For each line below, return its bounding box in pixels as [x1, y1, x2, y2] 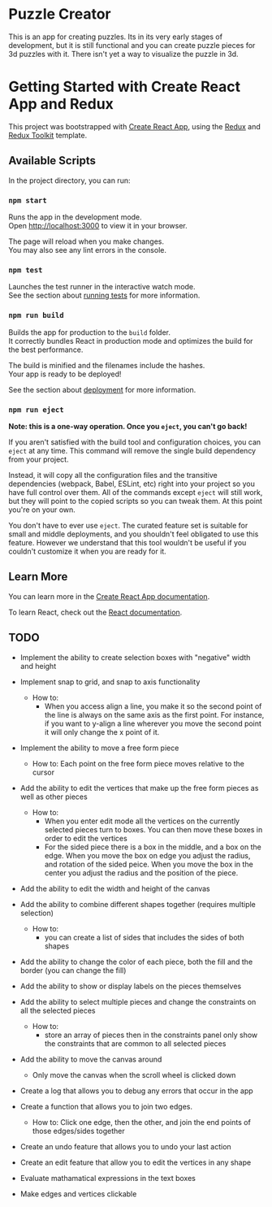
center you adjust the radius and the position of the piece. [44, 867, 239, 878]
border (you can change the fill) [19, 965, 127, 975]
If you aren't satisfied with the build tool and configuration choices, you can [8, 436, 261, 447]
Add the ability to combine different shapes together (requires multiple [19, 899, 256, 909]
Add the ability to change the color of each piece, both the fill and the [19, 957, 253, 966]
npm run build [8, 310, 64, 320]
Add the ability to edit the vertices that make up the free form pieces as [19, 783, 259, 792]
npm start [8, 196, 47, 205]
